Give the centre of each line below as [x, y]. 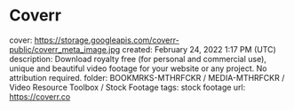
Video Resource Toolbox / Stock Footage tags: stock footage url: [127, 87]
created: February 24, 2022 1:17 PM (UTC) [199, 49]
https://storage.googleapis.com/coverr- [107, 40]
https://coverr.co [40, 96]
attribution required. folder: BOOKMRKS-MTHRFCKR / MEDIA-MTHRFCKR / [147, 77]
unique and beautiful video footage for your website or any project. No [138, 68]
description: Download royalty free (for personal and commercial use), [138, 59]
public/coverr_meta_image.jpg [65, 49]
